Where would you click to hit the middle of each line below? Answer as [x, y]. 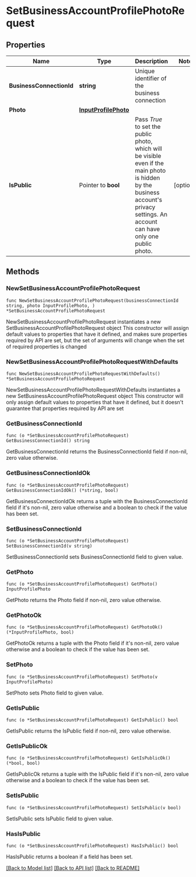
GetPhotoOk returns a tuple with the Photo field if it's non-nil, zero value [93, 643]
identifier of [151, 78]
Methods [23, 272]
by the [144, 185]
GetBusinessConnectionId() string [48, 441]
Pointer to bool [99, 185]
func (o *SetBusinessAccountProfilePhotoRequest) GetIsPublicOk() [88, 758]
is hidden [148, 178]
